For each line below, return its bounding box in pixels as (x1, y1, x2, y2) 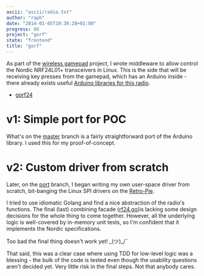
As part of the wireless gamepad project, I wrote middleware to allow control (6, 59, 199, 67)
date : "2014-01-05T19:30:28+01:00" (6, 20, 97, 26)
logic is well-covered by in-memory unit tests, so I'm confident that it (6, 218, 180, 226)
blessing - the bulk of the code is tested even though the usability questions (6, 256, 197, 263)
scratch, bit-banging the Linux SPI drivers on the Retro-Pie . (6, 187, 155, 194)
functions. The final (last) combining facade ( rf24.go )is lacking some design (6, 205, 197, 212)
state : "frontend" (6, 37, 53, 43)
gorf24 (15, 91, 33, 98)
